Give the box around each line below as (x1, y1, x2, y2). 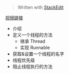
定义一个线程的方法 (12, 32, 53, 38)
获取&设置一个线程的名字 (12, 51, 64, 57)
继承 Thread (20, 38, 45, 44)
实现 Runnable (20, 45, 50, 50)
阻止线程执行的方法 (12, 63, 53, 69)
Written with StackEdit (17, 5, 64, 10)
